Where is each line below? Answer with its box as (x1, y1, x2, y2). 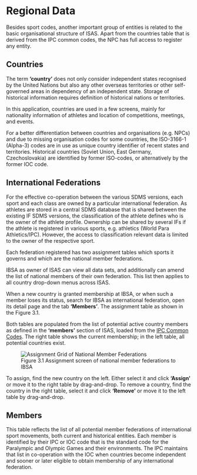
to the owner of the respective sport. (6, 237, 95, 244)
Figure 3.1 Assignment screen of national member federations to (21, 357, 176, 364)
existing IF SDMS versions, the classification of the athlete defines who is (6, 212, 184, 219)
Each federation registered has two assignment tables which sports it (6, 249, 174, 256)
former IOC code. (6, 160, 49, 167)
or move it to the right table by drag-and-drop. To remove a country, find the (6, 381, 191, 388)
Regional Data (6, 4, 76, 18)
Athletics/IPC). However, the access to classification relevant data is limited (6, 231, 189, 238)
